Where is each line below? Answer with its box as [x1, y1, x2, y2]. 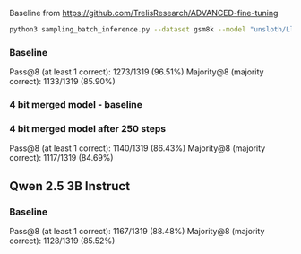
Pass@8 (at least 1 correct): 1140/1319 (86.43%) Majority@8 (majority [9, 143, 266, 153]
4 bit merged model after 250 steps [9, 123, 167, 136]
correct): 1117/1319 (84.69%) [9, 153, 114, 163]
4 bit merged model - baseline [9, 99, 143, 111]
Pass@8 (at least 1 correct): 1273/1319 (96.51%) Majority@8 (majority [9, 66, 264, 77]
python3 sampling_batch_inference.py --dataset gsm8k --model [9, 25, 246, 34]
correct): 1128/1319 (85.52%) [9, 235, 116, 246]
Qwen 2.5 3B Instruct [9, 179, 131, 194]
